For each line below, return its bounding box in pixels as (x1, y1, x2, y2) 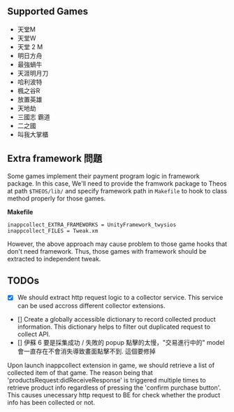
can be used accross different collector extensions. (17, 301, 166, 310)
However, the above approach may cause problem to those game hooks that (7, 240, 228, 248)
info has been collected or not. (7, 398, 96, 406)
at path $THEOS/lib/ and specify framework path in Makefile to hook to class (7, 186, 228, 195)
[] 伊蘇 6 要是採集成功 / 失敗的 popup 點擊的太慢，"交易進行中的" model (17, 338, 225, 346)
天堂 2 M (17, 42, 43, 51)
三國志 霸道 (17, 112, 50, 121)
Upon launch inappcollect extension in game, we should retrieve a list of (7, 361, 215, 369)
